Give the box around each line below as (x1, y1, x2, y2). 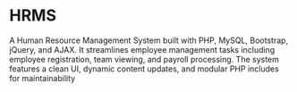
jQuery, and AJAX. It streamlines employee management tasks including (9, 44, 276, 54)
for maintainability (9, 72, 76, 83)
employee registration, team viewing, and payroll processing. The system (9, 54, 280, 64)
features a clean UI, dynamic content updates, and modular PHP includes (9, 63, 279, 74)
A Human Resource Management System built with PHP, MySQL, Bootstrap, (9, 35, 289, 46)
